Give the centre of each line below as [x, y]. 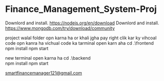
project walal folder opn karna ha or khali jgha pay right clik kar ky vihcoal [81, 38]
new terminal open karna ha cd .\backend [48, 58]
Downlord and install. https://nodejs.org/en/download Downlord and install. [82, 23]
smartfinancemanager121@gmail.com [44, 73]
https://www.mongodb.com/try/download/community [60, 28]
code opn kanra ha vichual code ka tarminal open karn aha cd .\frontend [80, 43]
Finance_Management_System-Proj [81, 9]
